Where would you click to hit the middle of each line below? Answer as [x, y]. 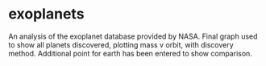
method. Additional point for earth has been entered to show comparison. [130, 53]
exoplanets [46, 14]
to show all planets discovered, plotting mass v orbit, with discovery [121, 44]
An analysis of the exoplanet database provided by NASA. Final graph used [133, 36]
